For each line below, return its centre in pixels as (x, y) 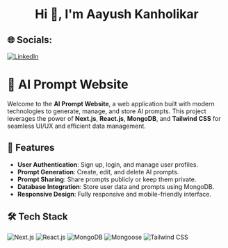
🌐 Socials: (30, 40)
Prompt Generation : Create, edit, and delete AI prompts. (98, 172)
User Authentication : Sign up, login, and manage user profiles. (108, 164)
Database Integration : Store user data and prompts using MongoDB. (116, 186)
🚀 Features (31, 148)
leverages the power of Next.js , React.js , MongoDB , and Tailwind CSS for (114, 118)
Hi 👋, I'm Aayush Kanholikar (117, 14)
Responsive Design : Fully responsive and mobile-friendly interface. (114, 194)
